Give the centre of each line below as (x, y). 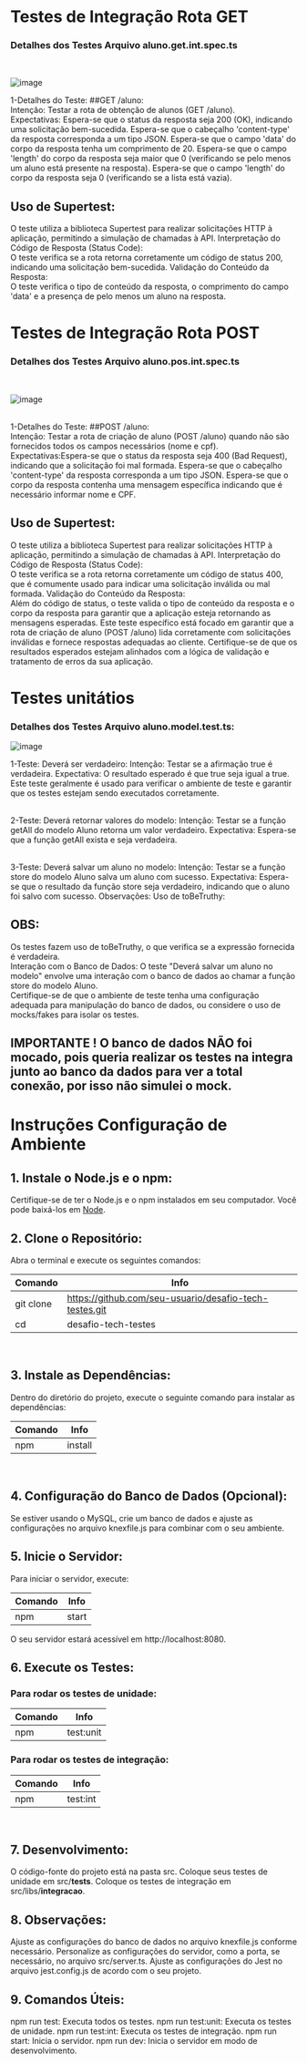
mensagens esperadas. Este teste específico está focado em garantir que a (152, 623)
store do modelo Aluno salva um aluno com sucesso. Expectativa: (134, 877)
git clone (34, 1304)
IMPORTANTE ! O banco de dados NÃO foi (132, 1043)
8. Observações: (59, 1919)
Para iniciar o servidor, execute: (70, 1578)
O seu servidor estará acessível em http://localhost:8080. (118, 1639)
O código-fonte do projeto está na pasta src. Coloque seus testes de (139, 1872)
